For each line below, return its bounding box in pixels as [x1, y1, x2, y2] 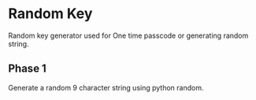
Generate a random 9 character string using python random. [8, 83, 204, 92]
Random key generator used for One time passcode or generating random [8, 31, 249, 40]
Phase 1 [8, 62, 47, 76]
